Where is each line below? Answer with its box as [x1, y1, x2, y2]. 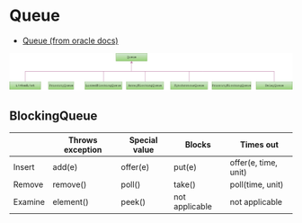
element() [52, 196, 89, 207]
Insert [13, 162, 35, 173]
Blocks [184, 139, 211, 150]
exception [64, 144, 102, 155]
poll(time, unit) [229, 179, 284, 190]
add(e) [52, 162, 78, 173]
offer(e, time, [229, 156, 279, 167]
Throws [68, 134, 98, 145]
